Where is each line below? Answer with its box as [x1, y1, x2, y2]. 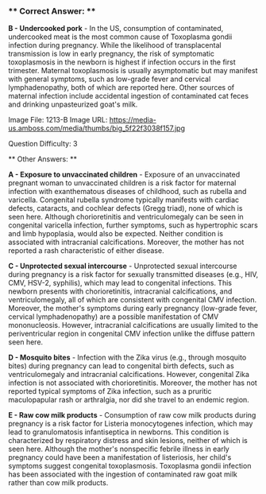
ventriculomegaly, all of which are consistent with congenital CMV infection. [8, 295, 256, 305]
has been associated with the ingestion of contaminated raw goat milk [8, 469, 238, 479]
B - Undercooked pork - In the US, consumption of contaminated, [8, 24, 224, 33]
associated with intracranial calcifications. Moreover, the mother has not [8, 237, 245, 247]
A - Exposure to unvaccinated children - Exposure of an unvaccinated [8, 169, 241, 180]
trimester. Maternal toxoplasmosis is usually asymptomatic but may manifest [8, 66, 258, 76]
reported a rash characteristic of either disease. [8, 246, 164, 255]
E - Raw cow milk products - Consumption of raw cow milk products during [8, 410, 256, 420]
